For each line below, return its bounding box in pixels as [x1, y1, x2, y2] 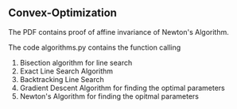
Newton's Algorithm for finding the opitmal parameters [19, 91, 199, 101]
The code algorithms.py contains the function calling [8, 43, 181, 52]
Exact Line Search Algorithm [19, 66, 114, 76]
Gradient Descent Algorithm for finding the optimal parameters [19, 83, 225, 92]
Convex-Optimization [8, 6, 118, 20]
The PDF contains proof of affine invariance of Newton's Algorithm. [8, 27, 229, 36]
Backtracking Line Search [19, 74, 105, 84]
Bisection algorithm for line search [19, 58, 133, 67]
